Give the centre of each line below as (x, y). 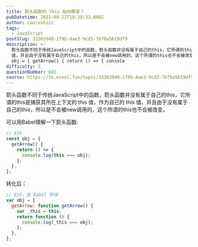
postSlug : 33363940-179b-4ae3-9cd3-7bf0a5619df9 (67, 39)
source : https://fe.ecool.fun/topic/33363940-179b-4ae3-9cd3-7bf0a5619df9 (100, 77)
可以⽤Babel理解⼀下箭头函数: (42, 122)
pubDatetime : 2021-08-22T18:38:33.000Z (55, 17)
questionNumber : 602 (32, 72)
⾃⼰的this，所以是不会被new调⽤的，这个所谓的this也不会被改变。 (87, 110)
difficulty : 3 (24, 66)
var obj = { (21, 200)
